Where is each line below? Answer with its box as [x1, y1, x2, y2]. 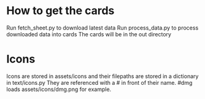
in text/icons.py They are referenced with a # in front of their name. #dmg [6, 79, 193, 86]
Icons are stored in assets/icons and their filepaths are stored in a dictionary [6, 72, 199, 80]
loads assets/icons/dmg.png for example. [6, 85, 112, 93]
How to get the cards [6, 4, 115, 18]
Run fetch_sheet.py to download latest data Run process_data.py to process [6, 24, 199, 31]
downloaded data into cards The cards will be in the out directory [6, 30, 172, 38]
